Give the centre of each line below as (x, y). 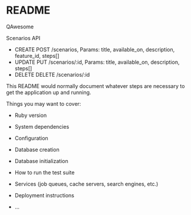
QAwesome (20, 27)
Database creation (37, 149)
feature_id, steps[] (37, 56)
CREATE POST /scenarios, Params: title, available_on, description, (95, 49)
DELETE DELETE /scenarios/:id (52, 74)
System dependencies (42, 126)
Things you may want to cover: (44, 103)
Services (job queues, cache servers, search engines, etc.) (86, 184)
